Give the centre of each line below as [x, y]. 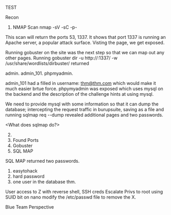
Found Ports [26, 140]
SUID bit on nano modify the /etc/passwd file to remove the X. [71, 197]
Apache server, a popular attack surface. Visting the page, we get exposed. [85, 42]
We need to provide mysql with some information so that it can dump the [82, 104]
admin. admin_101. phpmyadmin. [39, 73]
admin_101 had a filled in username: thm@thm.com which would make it [81, 83]
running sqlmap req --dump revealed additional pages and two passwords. [84, 115]
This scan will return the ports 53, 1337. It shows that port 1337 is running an [86, 37]
